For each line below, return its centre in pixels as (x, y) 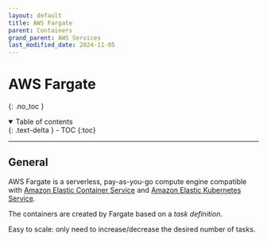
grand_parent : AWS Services (55, 38)
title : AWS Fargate (41, 23)
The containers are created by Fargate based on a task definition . (115, 213)
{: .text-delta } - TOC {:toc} (52, 130)
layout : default (35, 15)
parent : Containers (41, 30)
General (29, 162)
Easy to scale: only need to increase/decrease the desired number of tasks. (132, 229)
